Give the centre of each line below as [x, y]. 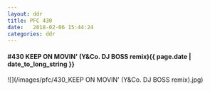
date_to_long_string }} [41, 64]
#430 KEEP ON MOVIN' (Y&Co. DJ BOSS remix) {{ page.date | [99, 56]
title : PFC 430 [30, 21]
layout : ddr [25, 14]
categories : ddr [31, 34]
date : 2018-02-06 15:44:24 [51, 27]
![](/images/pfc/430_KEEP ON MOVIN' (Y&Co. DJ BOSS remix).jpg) [105, 80]
